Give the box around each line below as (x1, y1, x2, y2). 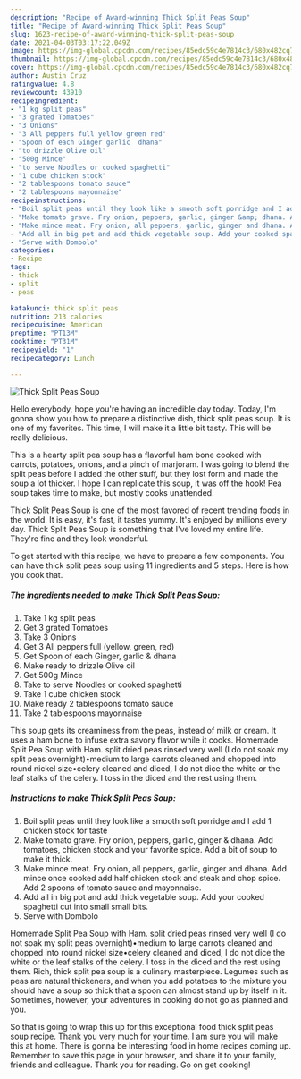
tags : (10, 263, 30, 272)
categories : (10, 246, 54, 255)
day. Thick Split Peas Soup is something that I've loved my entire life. (10, 523, 263, 534)
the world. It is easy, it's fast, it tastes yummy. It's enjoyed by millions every (10, 514, 287, 524)
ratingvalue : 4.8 (10, 80, 75, 89)
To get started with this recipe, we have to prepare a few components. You (10, 550, 285, 561)
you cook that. (10, 569, 63, 580)
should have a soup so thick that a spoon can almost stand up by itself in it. (10, 985, 287, 996)
